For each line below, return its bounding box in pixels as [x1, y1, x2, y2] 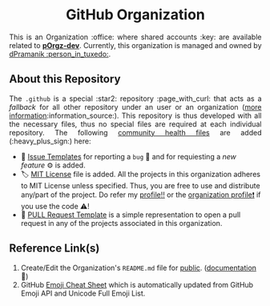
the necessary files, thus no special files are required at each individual [9, 119, 262, 129]
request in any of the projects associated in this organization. [20, 218, 223, 227]
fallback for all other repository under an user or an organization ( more [9, 102, 262, 111]
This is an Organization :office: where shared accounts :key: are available [9, 32, 262, 42]
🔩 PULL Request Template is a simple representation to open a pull [20, 210, 241, 219]
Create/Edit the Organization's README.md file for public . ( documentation [20, 263, 257, 272]
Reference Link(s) [9, 242, 100, 256]
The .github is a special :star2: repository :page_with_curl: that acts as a [9, 94, 262, 103]
